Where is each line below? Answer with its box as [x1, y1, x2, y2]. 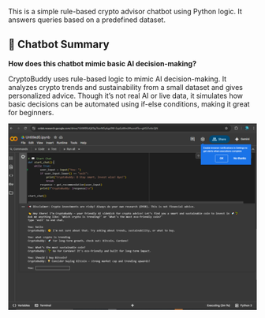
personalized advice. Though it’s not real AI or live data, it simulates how [8, 91, 243, 100]
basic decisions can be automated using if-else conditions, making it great [8, 99, 250, 109]
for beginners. [8, 107, 54, 117]
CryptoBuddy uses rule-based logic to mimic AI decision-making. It [8, 74, 227, 84]
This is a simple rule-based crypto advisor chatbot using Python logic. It [8, 7, 243, 16]
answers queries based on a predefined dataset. [8, 15, 166, 24]
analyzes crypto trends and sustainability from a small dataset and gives [8, 82, 243, 92]
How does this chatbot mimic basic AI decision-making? [8, 58, 197, 68]
